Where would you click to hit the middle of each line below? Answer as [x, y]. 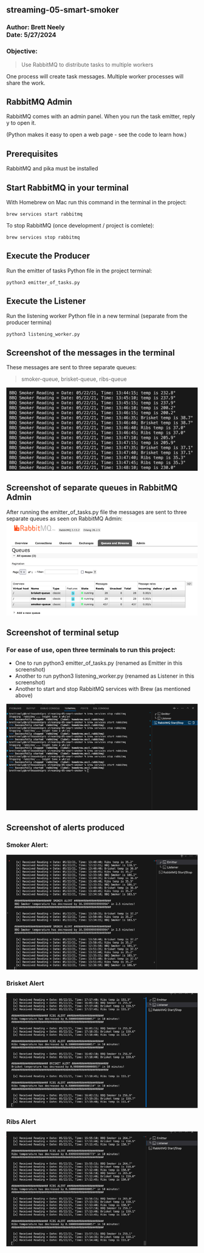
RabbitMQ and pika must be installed [52, 168]
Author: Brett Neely [36, 27]
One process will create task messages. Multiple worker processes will [95, 76]
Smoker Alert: [27, 845]
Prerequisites [32, 154]
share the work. [26, 83]
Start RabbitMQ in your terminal [67, 188]
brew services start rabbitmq [45, 214]
